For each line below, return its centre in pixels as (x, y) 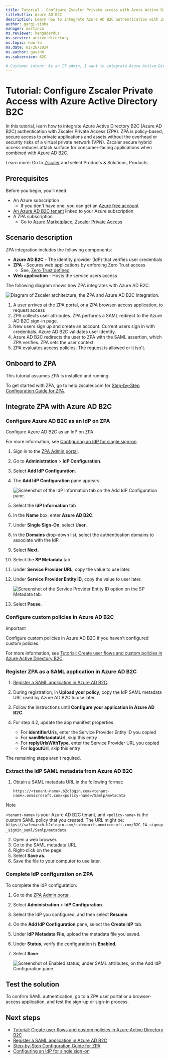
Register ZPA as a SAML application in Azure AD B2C (71, 672)
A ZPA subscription (33, 216)
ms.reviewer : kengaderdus (33, 33)
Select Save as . (29, 856)
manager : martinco (25, 29)
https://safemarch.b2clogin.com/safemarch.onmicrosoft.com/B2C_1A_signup (84, 825)
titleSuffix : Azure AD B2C (34, 15)
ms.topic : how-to (24, 43)
